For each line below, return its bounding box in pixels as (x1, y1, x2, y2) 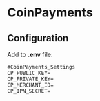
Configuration (7, 32, 69, 44)
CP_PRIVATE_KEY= (7, 76, 54, 82)
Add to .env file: (7, 50, 53, 58)
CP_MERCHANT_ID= (7, 82, 54, 89)
